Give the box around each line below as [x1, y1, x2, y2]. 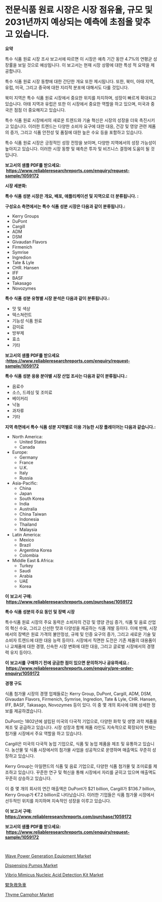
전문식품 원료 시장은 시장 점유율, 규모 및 [5, 4, 153, 16]
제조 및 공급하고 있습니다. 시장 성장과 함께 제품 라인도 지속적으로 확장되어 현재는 [5, 724, 157, 730]
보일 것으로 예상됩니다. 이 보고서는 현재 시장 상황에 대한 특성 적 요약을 [17, 62, 150, 68]
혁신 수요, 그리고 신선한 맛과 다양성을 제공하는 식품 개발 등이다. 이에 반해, [10, 625, 148, 631]
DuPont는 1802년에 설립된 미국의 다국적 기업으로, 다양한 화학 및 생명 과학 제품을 [5, 718, 158, 724]
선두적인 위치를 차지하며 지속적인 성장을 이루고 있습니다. [5, 798, 112, 803]
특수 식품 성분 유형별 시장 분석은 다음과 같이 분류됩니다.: [5, 295, 110, 301]
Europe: [12, 449, 28, 455]
